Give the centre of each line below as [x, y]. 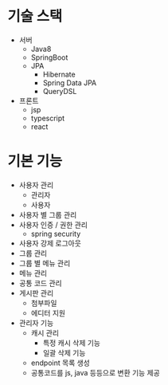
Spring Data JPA [70, 82]
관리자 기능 [36, 323]
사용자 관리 [36, 185]
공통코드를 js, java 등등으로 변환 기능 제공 [95, 372]
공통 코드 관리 [40, 283]
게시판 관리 [36, 293]
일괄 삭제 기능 [64, 352]
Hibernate [59, 74]
